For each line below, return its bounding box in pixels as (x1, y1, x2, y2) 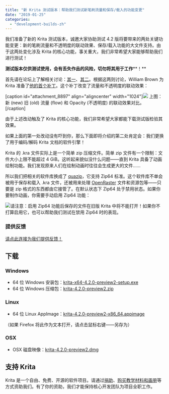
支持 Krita (5, 363, 36, 371)
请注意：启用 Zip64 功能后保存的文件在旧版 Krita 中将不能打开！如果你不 (10, 203, 160, 209)
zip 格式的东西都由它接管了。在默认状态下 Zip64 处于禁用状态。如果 (15, 186, 156, 192)
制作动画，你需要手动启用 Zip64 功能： (9, 192, 91, 199)
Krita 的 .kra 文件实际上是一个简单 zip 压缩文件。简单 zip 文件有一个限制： (5, 150, 158, 156)
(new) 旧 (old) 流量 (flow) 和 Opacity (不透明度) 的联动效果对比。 (11, 100, 144, 106)
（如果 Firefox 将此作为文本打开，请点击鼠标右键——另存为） (5, 321, 132, 327)
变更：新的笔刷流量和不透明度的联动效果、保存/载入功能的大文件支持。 (9, 42, 157, 48)
